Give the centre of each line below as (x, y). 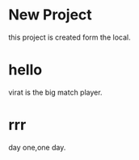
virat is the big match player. (55, 92)
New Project (51, 15)
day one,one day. (37, 147)
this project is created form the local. (69, 37)
